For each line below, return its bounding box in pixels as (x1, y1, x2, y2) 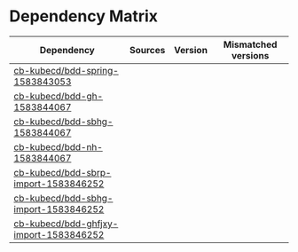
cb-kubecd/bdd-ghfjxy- (13, 217, 119, 230)
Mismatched (223, 38, 278, 51)
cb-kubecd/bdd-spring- (13, 64, 120, 76)
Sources (129, 43, 166, 56)
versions (231, 49, 270, 61)
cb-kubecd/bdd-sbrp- (13, 166, 112, 178)
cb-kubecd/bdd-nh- (13, 140, 104, 153)
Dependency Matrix (9, 6, 158, 27)
